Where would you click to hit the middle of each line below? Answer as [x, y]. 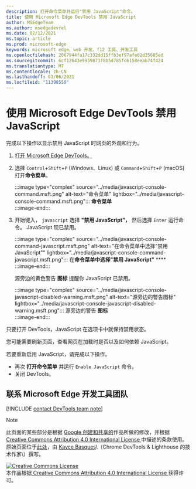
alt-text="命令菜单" [88, 193]
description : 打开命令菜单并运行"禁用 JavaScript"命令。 [71, 11]
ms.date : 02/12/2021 [31, 33]
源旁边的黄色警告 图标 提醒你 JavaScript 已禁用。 [74, 278]
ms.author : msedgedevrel [36, 28]
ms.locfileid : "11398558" [37, 83]
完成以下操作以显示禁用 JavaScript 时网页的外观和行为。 [74, 143]
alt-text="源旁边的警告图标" [142, 297]
